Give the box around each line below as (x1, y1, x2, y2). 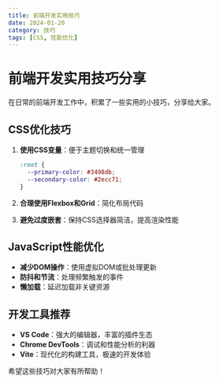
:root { (19, 161, 45, 169)
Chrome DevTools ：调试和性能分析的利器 (19, 340, 156, 349)
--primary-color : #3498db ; (27, 168, 116, 176)
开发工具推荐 (8, 307, 71, 321)
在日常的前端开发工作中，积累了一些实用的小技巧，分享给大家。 (8, 98, 215, 107)
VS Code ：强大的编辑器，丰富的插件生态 (19, 330, 153, 340)
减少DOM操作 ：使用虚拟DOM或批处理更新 (19, 262, 158, 272)
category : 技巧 (8, 26, 56, 34)
